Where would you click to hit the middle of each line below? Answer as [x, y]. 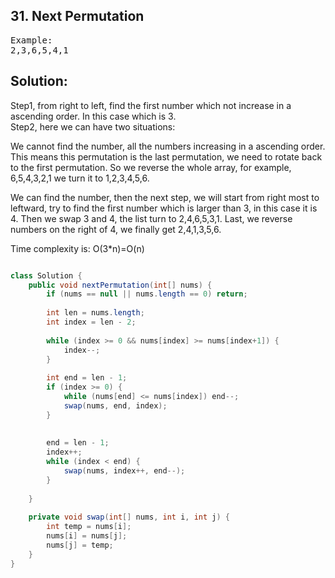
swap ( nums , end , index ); [115, 405]
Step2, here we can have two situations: [93, 126]
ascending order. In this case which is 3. [93, 116]
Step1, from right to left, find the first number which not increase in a [151, 105]
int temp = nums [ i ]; [89, 527]
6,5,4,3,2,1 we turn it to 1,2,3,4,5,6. [80, 178]
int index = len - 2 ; [91, 322]
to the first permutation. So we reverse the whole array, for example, [151, 167]
